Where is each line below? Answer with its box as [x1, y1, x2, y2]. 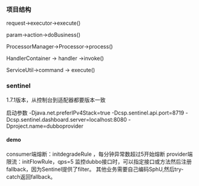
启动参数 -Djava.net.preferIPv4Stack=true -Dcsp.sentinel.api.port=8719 [6, 109, 184, 116]
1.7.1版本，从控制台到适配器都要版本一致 [6, 96, 106, 104]
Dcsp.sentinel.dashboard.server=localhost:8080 [6, 116, 127, 123]
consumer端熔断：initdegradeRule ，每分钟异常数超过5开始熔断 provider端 [6, 150, 193, 158]
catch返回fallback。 [6, 173, 56, 180]
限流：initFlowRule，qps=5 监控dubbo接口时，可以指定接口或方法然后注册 [6, 158, 192, 165]
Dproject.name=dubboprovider [6, 122, 83, 130]
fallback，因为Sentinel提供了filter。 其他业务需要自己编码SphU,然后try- [6, 165, 184, 173]
